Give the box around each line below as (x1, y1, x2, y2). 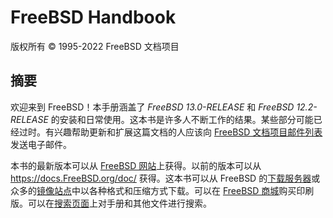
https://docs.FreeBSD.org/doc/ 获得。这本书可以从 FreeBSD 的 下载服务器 (10, 172, 312, 184)
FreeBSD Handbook (10, 6, 177, 29)
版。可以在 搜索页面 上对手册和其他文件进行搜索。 (10, 197, 212, 209)
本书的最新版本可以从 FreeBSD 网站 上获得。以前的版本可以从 (10, 159, 262, 171)
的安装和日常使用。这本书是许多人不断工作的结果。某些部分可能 (50, 113, 314, 125)
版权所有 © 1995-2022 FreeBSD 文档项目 (10, 40, 180, 52)
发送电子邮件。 (10, 138, 72, 150)
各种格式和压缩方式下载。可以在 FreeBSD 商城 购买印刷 (88, 184, 315, 196)
